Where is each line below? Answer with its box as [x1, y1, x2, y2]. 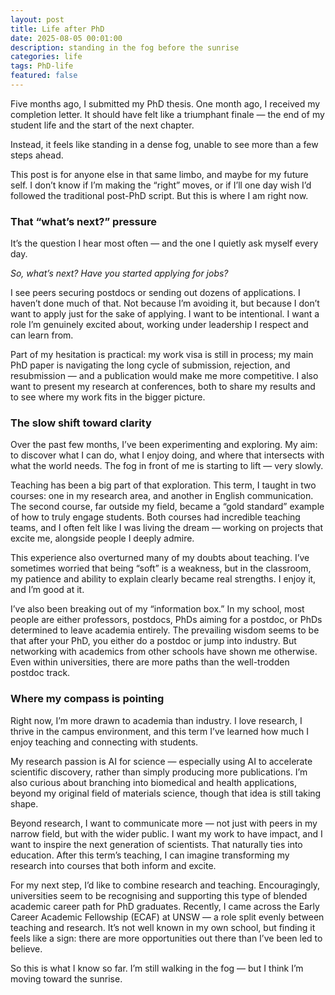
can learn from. [10, 329, 74, 341]
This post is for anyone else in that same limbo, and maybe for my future [10, 168, 309, 180]
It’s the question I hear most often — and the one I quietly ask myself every [10, 237, 319, 250]
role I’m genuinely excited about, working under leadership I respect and [10, 319, 309, 331]
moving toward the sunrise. [10, 972, 123, 985]
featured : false [10, 71, 78, 81]
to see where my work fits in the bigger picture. [10, 391, 206, 403]
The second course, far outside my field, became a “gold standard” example [10, 501, 325, 513]
